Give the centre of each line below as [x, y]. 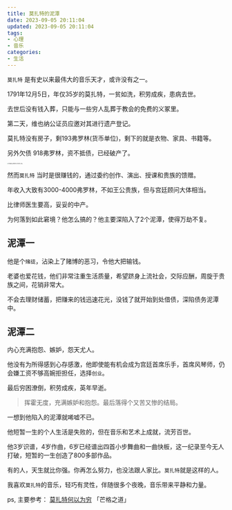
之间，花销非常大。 [40, 284]
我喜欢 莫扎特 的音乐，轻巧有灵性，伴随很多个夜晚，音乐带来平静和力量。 [109, 485]
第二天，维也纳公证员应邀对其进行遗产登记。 [71, 123]
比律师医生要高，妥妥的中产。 [49, 204]
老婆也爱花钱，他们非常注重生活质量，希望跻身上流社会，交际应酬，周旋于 [113, 276]
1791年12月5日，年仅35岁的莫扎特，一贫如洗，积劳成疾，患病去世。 [104, 94]
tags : [15, 33]
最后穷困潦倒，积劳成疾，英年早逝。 [59, 388]
